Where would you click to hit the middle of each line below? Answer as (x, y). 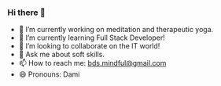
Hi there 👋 (27, 13)
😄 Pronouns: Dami (49, 74)
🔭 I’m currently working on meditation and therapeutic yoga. (116, 30)
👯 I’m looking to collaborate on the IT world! (89, 46)
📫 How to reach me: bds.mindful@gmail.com (92, 63)
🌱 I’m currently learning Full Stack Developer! (92, 38)
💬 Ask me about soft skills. (62, 55)
